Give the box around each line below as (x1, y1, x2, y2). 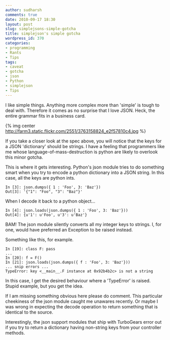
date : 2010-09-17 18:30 (5, 17, 56, 22)
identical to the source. (5, 309, 53, 315)
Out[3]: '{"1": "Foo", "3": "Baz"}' (5, 189, 83, 194)
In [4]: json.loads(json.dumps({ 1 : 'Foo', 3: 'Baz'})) (5, 208, 128, 213)
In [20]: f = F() (5, 255, 42, 260)
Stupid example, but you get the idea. (5, 283, 84, 289)
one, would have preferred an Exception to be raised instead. (5, 226, 133, 233)
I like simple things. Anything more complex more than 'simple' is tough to (5, 102, 160, 108)
